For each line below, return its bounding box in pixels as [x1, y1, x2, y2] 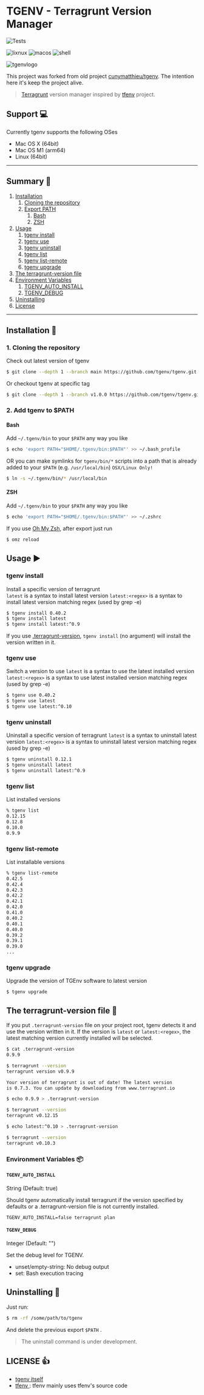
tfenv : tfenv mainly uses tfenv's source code [15, 1382, 128, 1389]
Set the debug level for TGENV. [6, 1252, 84, 1259]
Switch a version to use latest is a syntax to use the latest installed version [6, 668, 195, 675]
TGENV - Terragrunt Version [6, 4, 152, 18]
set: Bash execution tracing [15, 1270, 84, 1277]
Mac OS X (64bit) [15, 140, 59, 147]
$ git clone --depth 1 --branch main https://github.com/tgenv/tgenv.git [6, 369, 197, 375]
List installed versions [6, 796, 61, 803]
